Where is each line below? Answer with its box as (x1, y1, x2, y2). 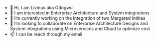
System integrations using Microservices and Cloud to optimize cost (9, 26, 151, 32)
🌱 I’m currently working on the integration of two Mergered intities (9, 15, 146, 21)
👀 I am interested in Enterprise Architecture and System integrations (9, 10, 150, 16)
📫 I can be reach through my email (9, 31, 83, 37)
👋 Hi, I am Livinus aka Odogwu (9, 5, 73, 10)
